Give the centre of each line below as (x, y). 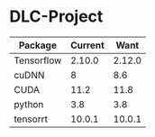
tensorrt (31, 119)
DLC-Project (56, 17)
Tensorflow (38, 60)
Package (37, 45)
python (29, 104)
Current (88, 45)
